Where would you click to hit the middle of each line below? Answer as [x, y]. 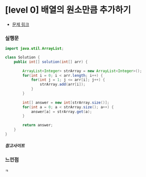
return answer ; [38, 125]
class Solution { [23, 57]
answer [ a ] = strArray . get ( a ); [61, 112]
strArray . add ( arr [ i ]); [63, 85]
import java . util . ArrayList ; [34, 49]
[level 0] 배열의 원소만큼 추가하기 [68, 10]
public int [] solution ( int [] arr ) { [51, 62]
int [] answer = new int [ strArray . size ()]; [66, 103]
